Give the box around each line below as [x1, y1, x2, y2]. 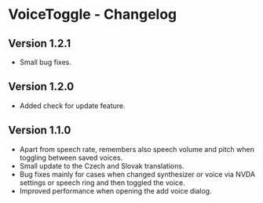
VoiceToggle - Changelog [8, 5, 177, 24]
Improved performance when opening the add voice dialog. [19, 186, 212, 195]
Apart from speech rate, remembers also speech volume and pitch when [19, 144, 255, 154]
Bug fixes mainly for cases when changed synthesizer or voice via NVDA [19, 169, 256, 179]
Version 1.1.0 [8, 124, 71, 137]
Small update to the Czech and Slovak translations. [19, 161, 184, 170]
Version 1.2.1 [8, 37, 71, 50]
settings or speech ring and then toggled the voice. [19, 178, 186, 187]
